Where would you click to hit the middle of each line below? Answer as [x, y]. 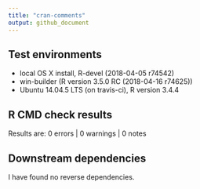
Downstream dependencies [77, 158]
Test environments [55, 55]
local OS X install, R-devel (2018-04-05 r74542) [97, 73]
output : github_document [49, 23]
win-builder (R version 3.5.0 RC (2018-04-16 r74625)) [106, 82]
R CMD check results [60, 114]
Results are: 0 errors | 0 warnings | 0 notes [77, 133]
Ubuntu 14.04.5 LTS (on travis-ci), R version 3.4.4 [99, 90]
